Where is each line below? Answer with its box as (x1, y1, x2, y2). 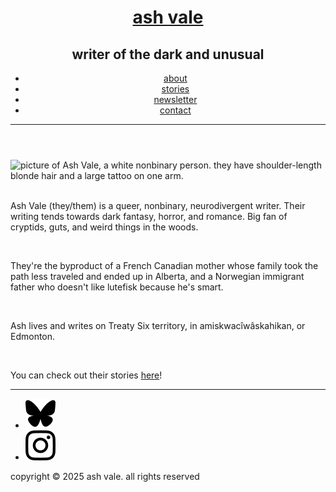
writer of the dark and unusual (71, 46, 265, 63)
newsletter (153, 94, 198, 105)
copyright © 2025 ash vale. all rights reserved (10, 471, 200, 482)
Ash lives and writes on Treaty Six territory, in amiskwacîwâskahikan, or (10, 320, 306, 331)
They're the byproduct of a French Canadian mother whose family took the (10, 260, 319, 271)
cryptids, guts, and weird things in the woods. (10, 221, 199, 233)
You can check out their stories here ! (10, 369, 163, 381)
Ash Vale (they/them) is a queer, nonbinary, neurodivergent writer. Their (10, 200, 306, 211)
